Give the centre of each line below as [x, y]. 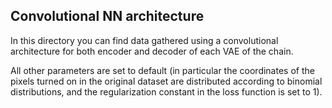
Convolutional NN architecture [107, 16]
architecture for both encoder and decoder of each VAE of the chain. [152, 51]
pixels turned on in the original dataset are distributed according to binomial [166, 81]
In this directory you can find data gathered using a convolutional [144, 40]
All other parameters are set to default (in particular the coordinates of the [162, 70]
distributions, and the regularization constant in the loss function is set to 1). [166, 91]
